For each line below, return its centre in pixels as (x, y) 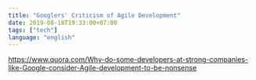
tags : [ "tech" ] (33, 30)
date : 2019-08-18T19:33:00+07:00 (63, 23)
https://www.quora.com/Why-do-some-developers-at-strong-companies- (128, 60)
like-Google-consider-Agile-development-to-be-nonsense (102, 68)
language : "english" (42, 37)
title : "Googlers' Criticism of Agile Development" (94, 15)
